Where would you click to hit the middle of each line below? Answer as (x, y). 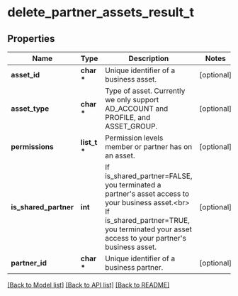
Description (149, 59)
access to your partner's (146, 238)
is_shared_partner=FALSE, (149, 176)
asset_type (30, 109)
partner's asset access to (147, 194)
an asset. (120, 155)
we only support (132, 100)
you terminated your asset (149, 229)
